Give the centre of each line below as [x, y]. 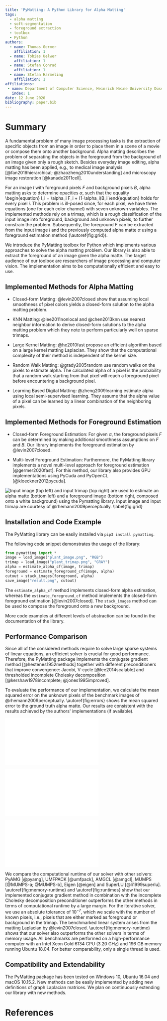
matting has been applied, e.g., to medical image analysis [64, 167]
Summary [26, 127]
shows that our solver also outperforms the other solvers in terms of [75, 933]
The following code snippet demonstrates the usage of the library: [73, 544]
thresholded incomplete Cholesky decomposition [55, 675]
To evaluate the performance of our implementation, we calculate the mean [82, 690]
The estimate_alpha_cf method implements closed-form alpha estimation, [81, 590]
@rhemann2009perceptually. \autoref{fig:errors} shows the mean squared [82, 701]
